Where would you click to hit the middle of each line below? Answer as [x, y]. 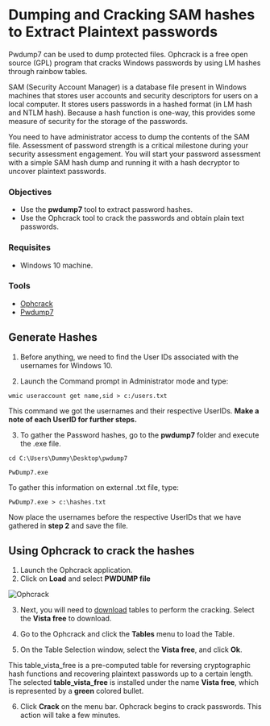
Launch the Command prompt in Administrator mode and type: [124, 381]
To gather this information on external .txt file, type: [94, 487]
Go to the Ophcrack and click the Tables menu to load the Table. [127, 634]
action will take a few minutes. [70, 716]
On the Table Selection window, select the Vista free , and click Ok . [131, 649]
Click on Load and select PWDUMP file [85, 579]
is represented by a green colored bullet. [76, 691]
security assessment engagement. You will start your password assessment [135, 154]
